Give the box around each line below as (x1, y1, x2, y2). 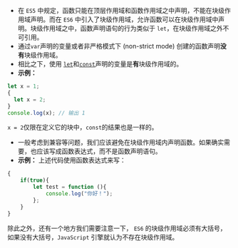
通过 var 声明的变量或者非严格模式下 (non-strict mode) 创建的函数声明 (17, 42, 221, 50)
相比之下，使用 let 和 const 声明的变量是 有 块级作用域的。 (17, 60, 183, 68)
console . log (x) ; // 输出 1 (7, 109, 86, 116)
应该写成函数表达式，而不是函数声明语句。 (36, 147, 162, 155)
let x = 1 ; (7, 83, 40, 90)
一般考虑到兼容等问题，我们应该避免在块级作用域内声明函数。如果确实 (17, 138, 224, 147)
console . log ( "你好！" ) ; (45, 190, 113, 197)
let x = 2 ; (14, 95, 46, 103)
